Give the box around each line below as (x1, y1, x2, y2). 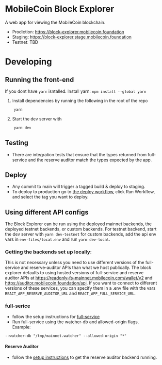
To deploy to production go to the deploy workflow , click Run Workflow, (12, 189, 155, 195)
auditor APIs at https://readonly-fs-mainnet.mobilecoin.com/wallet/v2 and (5, 275, 153, 281)
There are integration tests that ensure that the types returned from (12, 151, 147, 157)
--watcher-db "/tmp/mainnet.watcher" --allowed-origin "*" (5, 333, 127, 338)
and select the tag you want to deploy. (12, 194, 89, 200)
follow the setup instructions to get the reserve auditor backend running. (12, 354, 157, 360)
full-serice (5, 302, 31, 309)
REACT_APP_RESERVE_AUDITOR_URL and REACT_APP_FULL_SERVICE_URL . (5, 290, 136, 297)
